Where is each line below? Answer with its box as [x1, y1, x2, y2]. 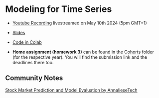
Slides [12, 29, 25, 35]
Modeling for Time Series [5, 3, 112, 15]
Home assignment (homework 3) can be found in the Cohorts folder [12, 49, 155, 55]
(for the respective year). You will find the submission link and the [12, 54, 148, 60]
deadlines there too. [12, 59, 54, 65]
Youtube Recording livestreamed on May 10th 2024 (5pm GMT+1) [12, 20, 147, 26]
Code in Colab [12, 39, 42, 45]
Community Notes [5, 74, 63, 83]
